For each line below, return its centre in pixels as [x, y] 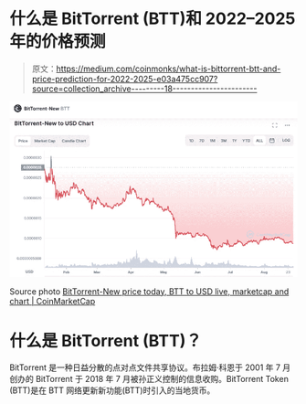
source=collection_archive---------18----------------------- [144, 89]
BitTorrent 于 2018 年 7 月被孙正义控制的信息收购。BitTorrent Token [162, 379]
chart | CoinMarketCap [53, 301]
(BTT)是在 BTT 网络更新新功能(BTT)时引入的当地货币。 [112, 390]
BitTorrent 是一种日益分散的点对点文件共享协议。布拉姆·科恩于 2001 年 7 [145, 367]
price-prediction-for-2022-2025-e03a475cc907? [125, 79]
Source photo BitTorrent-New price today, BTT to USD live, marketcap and [149, 291]
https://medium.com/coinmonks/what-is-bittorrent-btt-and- [169, 69]
